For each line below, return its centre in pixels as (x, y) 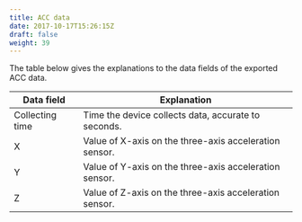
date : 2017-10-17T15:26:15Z (62, 26)
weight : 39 (30, 43)
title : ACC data (40, 18)
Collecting (35, 115)
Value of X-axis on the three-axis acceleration (182, 141)
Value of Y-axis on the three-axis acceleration (182, 167)
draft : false (34, 34)
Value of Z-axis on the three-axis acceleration (182, 192)
